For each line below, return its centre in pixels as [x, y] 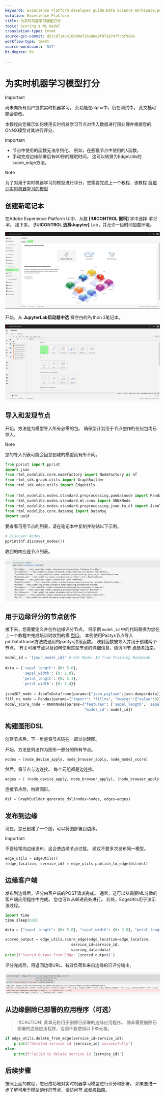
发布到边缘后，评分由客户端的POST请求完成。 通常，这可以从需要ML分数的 [82, 893]
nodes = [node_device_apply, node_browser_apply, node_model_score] [77, 759]
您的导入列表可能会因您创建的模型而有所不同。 [52, 454]
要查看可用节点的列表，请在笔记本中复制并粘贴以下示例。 [63, 526]
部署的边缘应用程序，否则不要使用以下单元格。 [64, 1029]
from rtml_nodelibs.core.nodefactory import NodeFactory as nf [71, 475]
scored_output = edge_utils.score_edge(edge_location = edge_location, [78, 940]
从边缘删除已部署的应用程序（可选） [60, 1010]
